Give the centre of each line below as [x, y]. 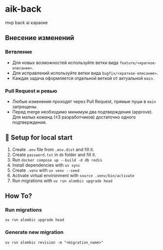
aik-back [23, 9]
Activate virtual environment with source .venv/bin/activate [73, 175]
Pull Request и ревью [31, 91]
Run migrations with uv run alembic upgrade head [62, 181]
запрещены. [25, 107]
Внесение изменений [40, 38]
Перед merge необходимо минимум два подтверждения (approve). [82, 112]
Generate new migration [34, 232]
